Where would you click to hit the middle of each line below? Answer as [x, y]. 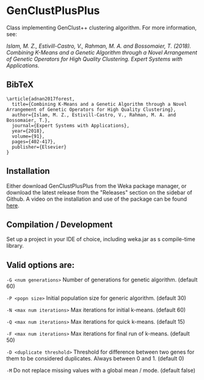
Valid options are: [41, 265]
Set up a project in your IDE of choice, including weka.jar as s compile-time [101, 239]
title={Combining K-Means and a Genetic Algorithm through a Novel [100, 104]
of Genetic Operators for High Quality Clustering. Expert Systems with [95, 59]
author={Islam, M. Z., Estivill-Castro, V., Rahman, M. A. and [94, 115]
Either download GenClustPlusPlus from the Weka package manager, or [97, 186]
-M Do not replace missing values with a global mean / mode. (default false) [101, 370]
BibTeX [20, 85]
